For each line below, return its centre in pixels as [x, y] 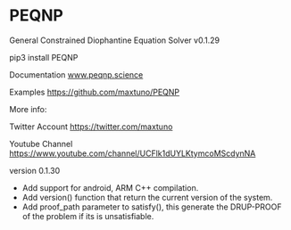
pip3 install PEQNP [44, 57]
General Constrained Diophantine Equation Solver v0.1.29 [115, 40]
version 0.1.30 [35, 170]
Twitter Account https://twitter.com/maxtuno [91, 127]
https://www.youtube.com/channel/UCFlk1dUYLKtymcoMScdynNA [133, 153]
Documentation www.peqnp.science [76, 74]
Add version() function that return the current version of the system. [147, 197]
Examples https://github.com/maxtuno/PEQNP [95, 92]
